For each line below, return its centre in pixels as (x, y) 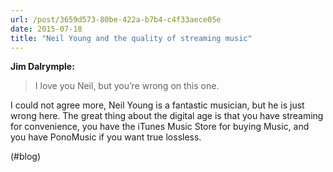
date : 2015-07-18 (46, 29)
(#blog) (26, 157)
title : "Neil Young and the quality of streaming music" (131, 38)
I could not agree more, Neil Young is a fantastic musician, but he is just (157, 105)
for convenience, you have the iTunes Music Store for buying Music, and (160, 127)
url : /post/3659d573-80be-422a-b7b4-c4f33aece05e (116, 19)
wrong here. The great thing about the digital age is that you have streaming (167, 116)
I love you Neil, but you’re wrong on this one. (127, 86)
